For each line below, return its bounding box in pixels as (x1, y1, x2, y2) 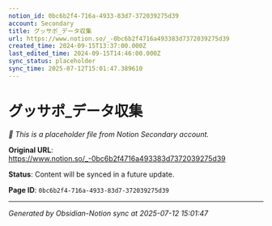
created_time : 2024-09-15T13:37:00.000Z (8, 42, 147, 50)
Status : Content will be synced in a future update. (8, 169, 175, 179)
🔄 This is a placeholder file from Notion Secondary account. (8, 129, 209, 139)
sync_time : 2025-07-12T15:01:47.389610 (8, 65, 143, 73)
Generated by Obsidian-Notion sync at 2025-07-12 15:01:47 (8, 208, 209, 218)
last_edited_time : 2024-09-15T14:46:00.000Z (8, 49, 161, 58)
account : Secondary (8, 19, 74, 28)
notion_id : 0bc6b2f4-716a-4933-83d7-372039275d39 (8, 11, 180, 20)
